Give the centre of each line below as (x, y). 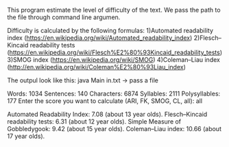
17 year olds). (26, 136)
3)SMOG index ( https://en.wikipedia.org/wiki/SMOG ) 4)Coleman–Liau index (114, 60)
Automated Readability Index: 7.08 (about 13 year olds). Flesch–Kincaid (107, 114)
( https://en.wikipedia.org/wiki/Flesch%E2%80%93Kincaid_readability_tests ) (115, 52)
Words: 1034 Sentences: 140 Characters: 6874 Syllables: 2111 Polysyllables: (114, 93)
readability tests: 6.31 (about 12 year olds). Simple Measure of (94, 122)
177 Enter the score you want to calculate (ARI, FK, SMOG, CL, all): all (105, 101)
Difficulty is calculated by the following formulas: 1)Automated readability (110, 31)
